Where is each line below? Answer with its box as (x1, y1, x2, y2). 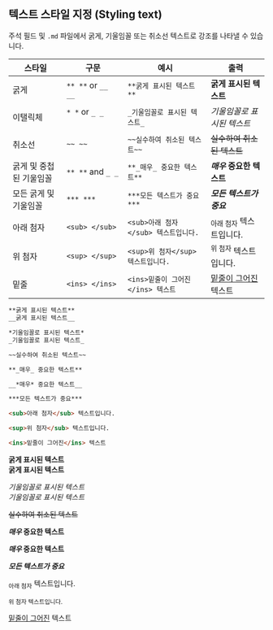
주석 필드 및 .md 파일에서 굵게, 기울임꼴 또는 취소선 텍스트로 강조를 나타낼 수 (8, 31, 249, 41)
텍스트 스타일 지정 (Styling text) (8, 7, 162, 22)
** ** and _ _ (66, 166, 119, 177)
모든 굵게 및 (12, 188, 55, 199)
